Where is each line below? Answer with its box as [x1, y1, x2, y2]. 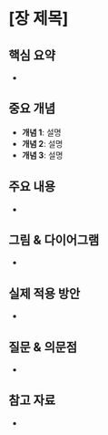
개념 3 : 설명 [21, 150, 64, 161]
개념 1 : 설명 [21, 127, 62, 138]
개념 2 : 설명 [21, 138, 64, 149]
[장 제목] [8, 8, 69, 29]
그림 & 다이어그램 [8, 233, 100, 248]
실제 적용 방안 [8, 285, 81, 301]
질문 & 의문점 [8, 339, 78, 355]
